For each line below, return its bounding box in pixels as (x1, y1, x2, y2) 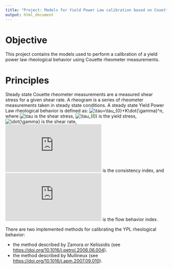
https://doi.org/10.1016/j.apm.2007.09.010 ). (12, 258, 102, 264)
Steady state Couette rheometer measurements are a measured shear (5, 92, 153, 98)
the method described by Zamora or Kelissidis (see (12, 241, 121, 248)
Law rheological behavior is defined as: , (5, 108, 164, 114)
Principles (5, 75, 50, 86)
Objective (5, 34, 48, 46)
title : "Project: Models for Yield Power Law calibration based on (5, 7, 153, 13)
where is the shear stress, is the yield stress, (5, 113, 137, 119)
